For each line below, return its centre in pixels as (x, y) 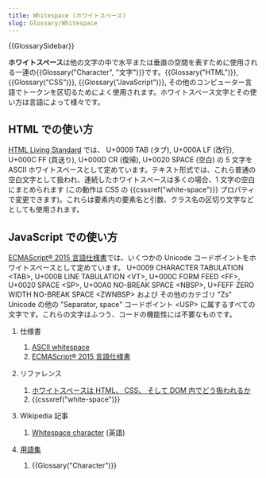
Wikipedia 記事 (44, 416)
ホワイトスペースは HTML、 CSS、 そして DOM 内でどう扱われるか (141, 391)
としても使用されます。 (46, 210)
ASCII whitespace (60, 348)
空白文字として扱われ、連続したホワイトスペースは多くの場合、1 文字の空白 (132, 180)
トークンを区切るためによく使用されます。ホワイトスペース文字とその (136, 91)
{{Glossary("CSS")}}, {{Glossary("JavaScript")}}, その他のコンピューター (127, 82)
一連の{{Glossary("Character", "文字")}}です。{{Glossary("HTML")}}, (127, 72)
